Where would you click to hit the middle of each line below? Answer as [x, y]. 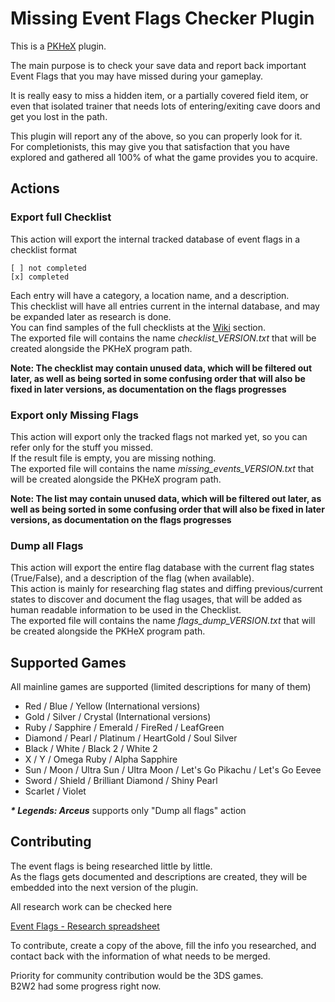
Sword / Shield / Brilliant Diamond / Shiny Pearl [121, 781]
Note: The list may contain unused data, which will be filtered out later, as [166, 498]
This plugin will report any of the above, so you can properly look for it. [156, 136]
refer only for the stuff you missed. [82, 447]
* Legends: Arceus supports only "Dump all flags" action [128, 811]
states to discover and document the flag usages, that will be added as [156, 599]
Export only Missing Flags [75, 415]
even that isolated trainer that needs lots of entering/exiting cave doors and [165, 106]
